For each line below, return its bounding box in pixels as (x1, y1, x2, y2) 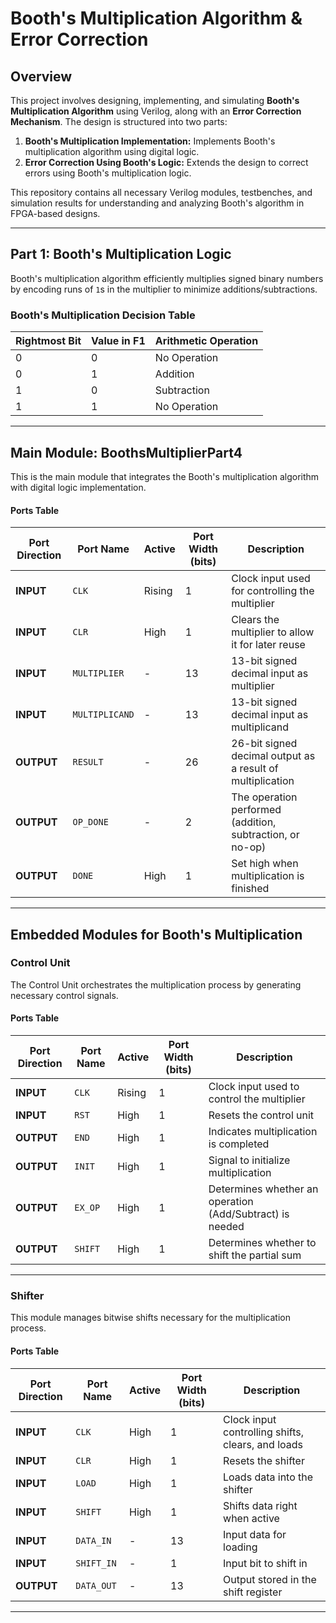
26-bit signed (231, 737, 298, 751)
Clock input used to (208, 1080, 300, 1094)
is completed (208, 1137, 270, 1151)
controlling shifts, (223, 1425, 304, 1439)
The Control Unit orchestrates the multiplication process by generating (10, 978, 302, 991)
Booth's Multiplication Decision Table (10, 308, 196, 322)
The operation (231, 790, 298, 804)
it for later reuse (231, 638, 306, 652)
